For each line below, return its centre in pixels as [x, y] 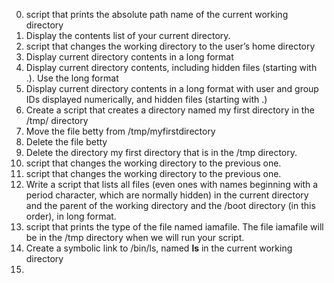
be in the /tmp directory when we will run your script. [135, 237]
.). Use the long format [72, 78]
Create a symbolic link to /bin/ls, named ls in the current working [159, 248]
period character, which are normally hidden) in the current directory [167, 195]
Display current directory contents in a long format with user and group [172, 88]
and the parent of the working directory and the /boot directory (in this [170, 205]
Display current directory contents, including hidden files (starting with [171, 67]
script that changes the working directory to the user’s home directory [170, 46]
